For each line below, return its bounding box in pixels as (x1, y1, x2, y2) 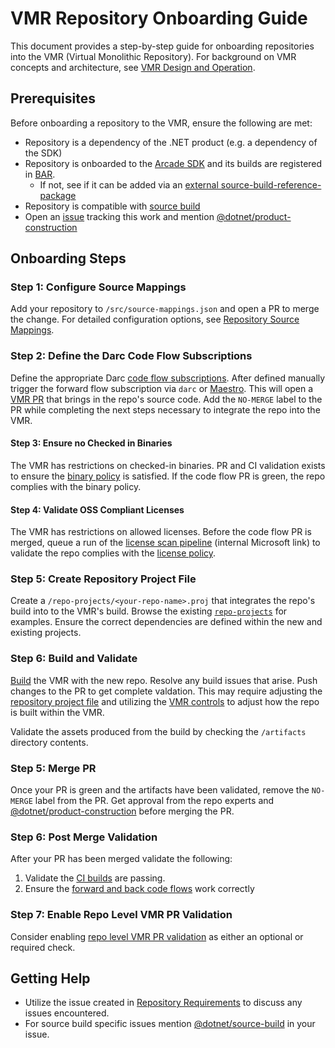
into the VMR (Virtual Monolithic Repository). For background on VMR (10, 50, 297, 62)
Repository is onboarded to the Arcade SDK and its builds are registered (24, 157, 323, 169)
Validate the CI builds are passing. (24, 872, 166, 884)
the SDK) (24, 147, 63, 159)
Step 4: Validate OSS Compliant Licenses (10, 503, 185, 516)
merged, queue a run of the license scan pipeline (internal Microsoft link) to (10, 537, 321, 549)
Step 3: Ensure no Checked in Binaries (10, 437, 173, 449)
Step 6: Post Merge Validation (10, 830, 158, 844)
